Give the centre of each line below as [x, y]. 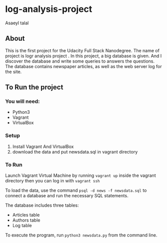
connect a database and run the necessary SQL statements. [67, 196]
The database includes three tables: [42, 205]
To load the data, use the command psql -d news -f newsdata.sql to [76, 190]
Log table [22, 226]
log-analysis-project [49, 9]
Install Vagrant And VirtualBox [43, 146]
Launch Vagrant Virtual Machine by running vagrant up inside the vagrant [81, 175]
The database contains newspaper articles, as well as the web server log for [83, 66]
